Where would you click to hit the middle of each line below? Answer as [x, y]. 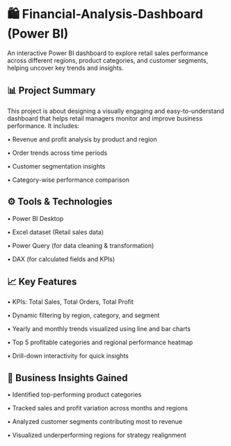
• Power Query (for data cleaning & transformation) [81, 245]
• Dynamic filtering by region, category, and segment [83, 316]
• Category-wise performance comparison [69, 180]
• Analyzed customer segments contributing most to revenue [95, 422]
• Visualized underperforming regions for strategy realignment [97, 435]
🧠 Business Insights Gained [67, 378]
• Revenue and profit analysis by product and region [82, 139]
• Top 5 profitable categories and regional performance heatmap [100, 342]
